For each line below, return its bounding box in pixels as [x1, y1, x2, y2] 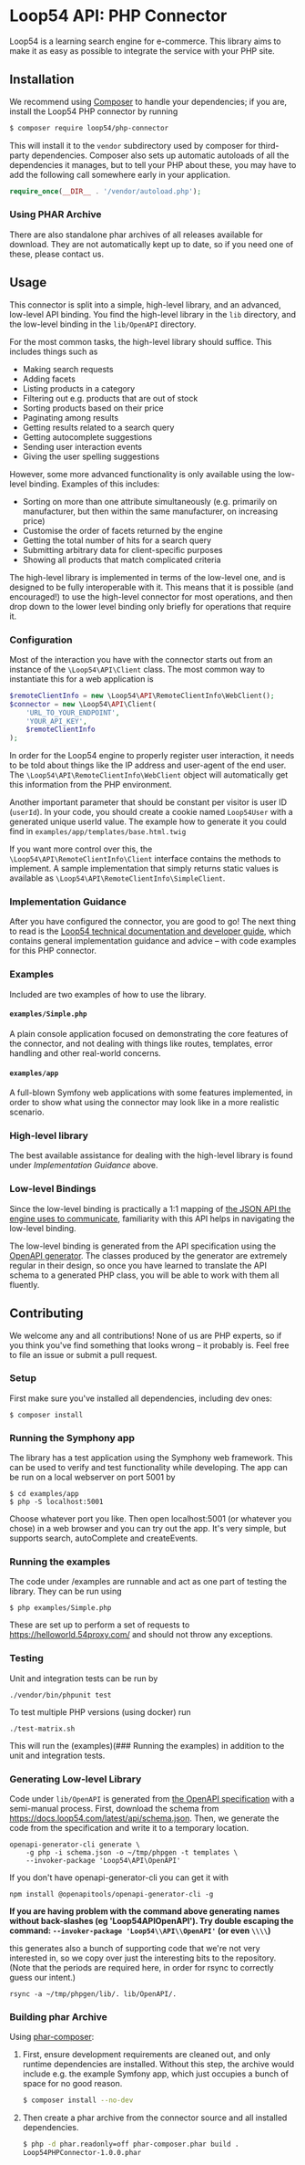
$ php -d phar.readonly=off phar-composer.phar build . [22, 2139, 239, 2149]
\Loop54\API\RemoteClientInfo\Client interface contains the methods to [9, 853, 281, 864]
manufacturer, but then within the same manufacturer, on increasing [22, 506, 279, 517]
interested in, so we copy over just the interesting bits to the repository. [9, 1952, 277, 1963]
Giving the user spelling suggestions [22, 451, 160, 462]
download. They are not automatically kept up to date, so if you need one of [9, 238, 294, 249]
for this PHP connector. [9, 946, 97, 957]
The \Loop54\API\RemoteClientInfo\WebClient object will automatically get [9, 769, 289, 780]
